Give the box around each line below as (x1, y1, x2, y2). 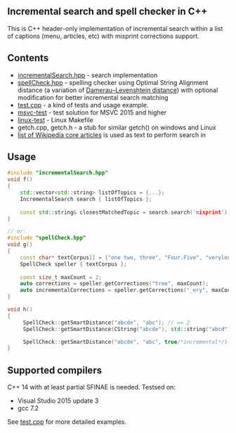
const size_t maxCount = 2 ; (20, 273, 102, 280)
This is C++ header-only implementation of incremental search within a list (7, 24, 223, 32)
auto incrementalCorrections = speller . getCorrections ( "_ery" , (20, 287, 209, 294)
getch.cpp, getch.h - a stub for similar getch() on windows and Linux (17, 123, 216, 131)
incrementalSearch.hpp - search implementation (17, 70, 158, 79)
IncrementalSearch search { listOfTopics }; (20, 195, 152, 202)
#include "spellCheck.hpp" (7, 235, 86, 242)
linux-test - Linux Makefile (17, 115, 93, 124)
